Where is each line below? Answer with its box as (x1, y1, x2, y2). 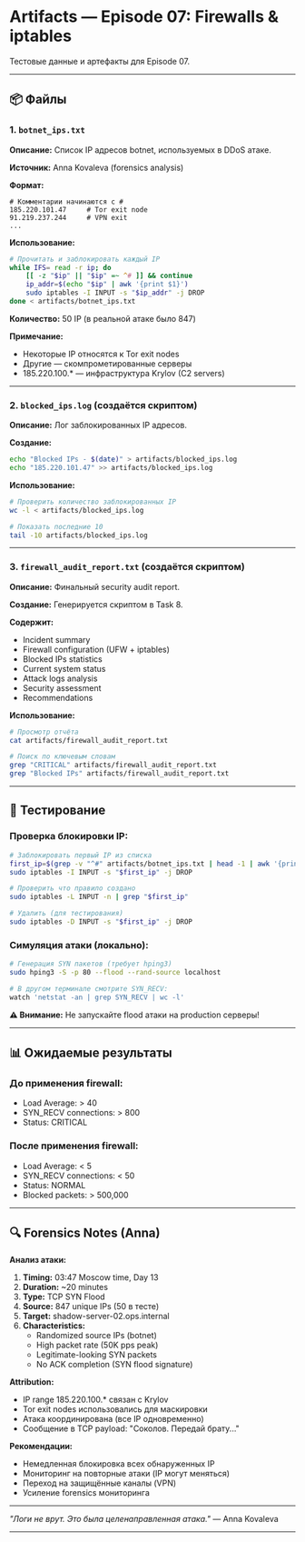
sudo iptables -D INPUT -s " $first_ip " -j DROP (9, 917, 193, 926)
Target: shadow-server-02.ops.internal (22, 1310, 170, 1321)
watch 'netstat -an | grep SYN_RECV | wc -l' (9, 993, 184, 1002)
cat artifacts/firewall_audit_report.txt (9, 736, 169, 745)
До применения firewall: (9, 1077, 123, 1090)
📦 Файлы (9, 92, 67, 107)
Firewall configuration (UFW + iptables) (22, 644, 171, 655)
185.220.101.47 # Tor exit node (9, 205, 148, 215)
